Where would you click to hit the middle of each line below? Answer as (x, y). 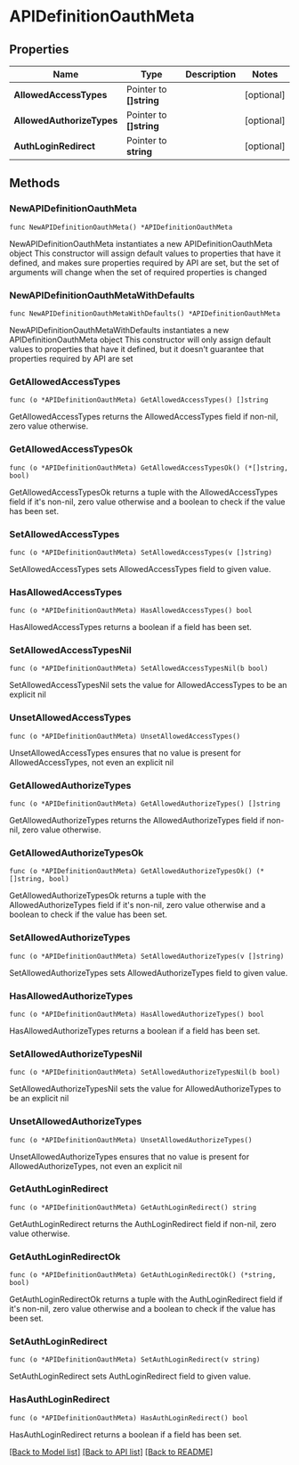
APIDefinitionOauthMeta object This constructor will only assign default (140, 340)
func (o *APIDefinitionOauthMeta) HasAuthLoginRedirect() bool (129, 1418)
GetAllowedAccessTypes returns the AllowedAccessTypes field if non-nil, (144, 417)
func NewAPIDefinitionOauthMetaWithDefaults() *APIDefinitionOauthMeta (145, 314)
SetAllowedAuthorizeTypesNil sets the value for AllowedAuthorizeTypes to (145, 1089)
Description (211, 74)
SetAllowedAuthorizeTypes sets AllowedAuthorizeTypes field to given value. (149, 972)
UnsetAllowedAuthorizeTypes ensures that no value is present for (129, 1157)
